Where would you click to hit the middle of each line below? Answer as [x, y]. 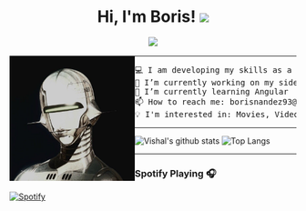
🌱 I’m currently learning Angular [212, 91]
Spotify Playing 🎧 [176, 173]
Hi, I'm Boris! [147, 17]
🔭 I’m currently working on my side [217, 82]
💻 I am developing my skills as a [214, 70]
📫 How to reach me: [180, 101]
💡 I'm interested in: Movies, [203, 114]
